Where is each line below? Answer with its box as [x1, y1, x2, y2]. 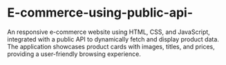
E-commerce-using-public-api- [7, 5, 194, 21]
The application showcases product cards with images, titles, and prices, [7, 42, 216, 50]
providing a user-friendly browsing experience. [7, 50, 142, 58]
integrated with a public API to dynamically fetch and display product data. [7, 35, 220, 43]
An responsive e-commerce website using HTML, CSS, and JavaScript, [7, 28, 211, 36]
